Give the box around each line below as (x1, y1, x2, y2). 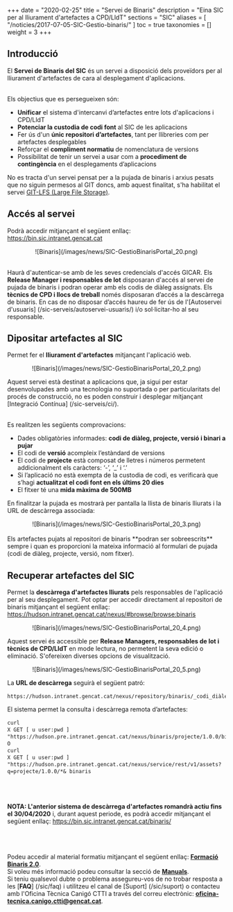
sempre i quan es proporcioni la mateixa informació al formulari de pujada (7, 542, 218, 550)
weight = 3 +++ (7, 28, 52, 36)
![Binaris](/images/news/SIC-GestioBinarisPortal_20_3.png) (32, 520, 201, 528)
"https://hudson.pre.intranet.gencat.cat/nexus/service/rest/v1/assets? (7, 761, 222, 768)
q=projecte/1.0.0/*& (7, 768, 67, 775)
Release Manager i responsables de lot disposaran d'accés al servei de (7, 276, 214, 284)
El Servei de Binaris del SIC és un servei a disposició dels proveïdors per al (7, 66, 223, 75)
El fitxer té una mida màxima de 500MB (17, 486, 132, 494)
